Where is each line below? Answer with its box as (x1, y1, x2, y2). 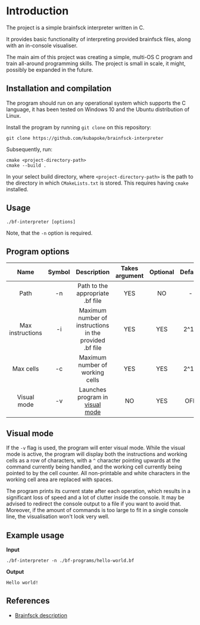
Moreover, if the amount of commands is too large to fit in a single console (6, 507, 189, 514)
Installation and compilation (6, 84, 112, 94)
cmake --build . (6, 163, 46, 168)
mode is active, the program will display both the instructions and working (6, 451, 187, 458)
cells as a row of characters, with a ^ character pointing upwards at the (6, 457, 180, 464)
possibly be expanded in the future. (6, 66, 93, 73)
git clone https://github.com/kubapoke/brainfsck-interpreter (6, 135, 164, 141)
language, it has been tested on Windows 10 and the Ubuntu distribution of (6, 106, 190, 113)
